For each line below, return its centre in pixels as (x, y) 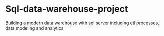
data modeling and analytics (34, 28)
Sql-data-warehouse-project (67, 9)
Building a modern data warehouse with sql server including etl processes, (82, 23)
